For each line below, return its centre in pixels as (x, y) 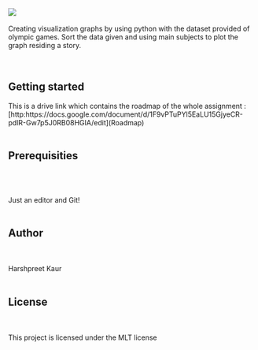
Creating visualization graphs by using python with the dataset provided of (129, 28)
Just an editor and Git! (44, 199)
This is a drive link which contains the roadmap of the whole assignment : (127, 106)
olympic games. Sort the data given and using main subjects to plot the (123, 37)
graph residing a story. (45, 45)
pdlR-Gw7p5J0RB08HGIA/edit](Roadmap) (76, 122)
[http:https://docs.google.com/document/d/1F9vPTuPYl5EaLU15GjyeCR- (126, 114)
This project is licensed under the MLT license (83, 337)
